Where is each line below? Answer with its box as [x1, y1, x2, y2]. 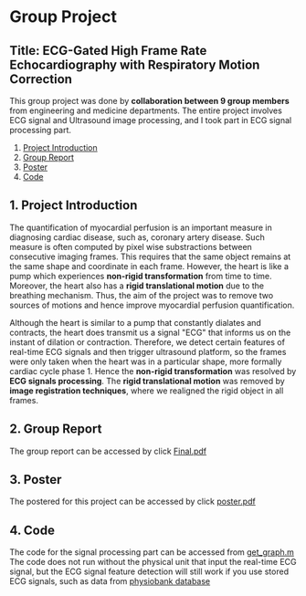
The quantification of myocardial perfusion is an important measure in [9, 222, 272, 233]
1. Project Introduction [9, 198, 138, 214]
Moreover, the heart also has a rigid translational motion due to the [9, 280, 265, 291]
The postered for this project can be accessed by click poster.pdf [9, 496, 256, 507]
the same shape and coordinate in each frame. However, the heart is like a [9, 260, 290, 271]
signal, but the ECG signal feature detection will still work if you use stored [9, 566, 290, 577]
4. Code [9, 522, 55, 538]
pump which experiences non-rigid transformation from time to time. [9, 270, 272, 281]
